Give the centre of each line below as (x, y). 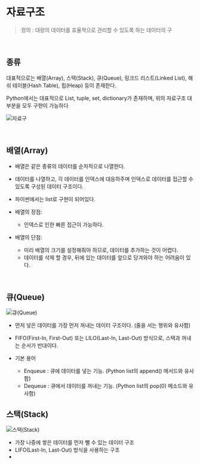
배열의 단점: (29, 237)
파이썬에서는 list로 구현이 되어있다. (55, 199)
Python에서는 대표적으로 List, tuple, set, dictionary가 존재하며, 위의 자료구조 (96, 98)
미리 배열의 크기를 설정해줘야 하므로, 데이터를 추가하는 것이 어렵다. (101, 250)
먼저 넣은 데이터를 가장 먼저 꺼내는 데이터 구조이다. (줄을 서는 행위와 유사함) (103, 325)
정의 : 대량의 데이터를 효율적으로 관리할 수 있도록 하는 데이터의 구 (96, 30)
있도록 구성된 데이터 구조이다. (49, 186)
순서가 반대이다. (40, 345)
